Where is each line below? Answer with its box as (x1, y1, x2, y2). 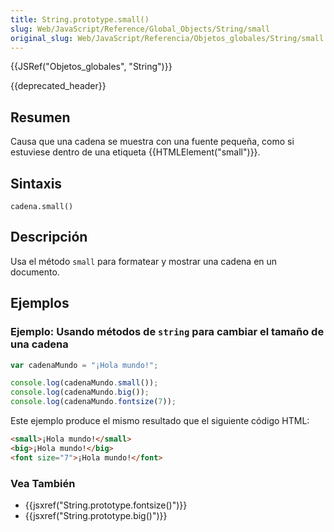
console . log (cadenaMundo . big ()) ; (10, 387, 150, 398)
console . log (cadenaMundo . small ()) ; (10, 378, 159, 388)
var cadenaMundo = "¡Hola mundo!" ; (10, 360, 159, 370)
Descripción (10, 229, 88, 246)
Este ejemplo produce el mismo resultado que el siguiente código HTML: (10, 415, 310, 426)
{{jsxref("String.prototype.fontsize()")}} (24, 499, 188, 511)
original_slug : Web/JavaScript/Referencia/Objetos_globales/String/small (10, 33, 325, 43)
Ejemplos (10, 295, 70, 312)
